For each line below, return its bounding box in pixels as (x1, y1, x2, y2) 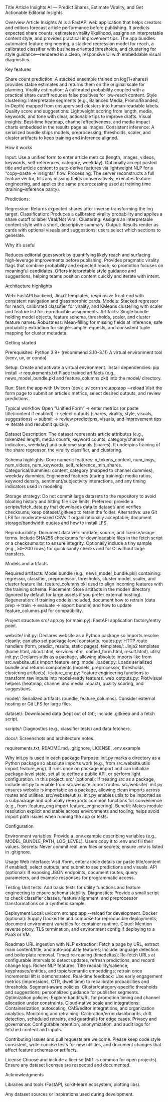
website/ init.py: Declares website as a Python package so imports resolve (5, 633, 159, 638)
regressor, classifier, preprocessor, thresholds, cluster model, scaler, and (5, 576, 156, 581)
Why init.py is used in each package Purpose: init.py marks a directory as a (5, 755, 161, 761)
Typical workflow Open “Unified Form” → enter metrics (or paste (5, 405, 139, 411)
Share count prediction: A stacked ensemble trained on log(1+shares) (5, 76, 149, 82)
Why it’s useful (5, 242, 36, 248)
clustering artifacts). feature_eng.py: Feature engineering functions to (5, 670, 149, 676)
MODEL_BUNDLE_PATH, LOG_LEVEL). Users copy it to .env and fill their (5, 838, 154, 844)
